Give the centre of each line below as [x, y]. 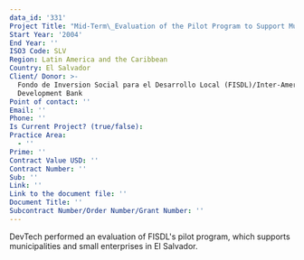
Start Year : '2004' [46, 34]
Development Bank [50, 93]
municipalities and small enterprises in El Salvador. [104, 246]
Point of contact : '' [50, 102]
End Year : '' [34, 43]
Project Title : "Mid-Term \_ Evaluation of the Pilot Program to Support [147, 26]
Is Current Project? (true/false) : [76, 127]
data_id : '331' [38, 18]
